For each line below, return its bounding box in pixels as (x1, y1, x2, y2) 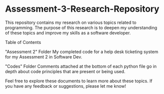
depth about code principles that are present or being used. (5, 68, 126, 74)
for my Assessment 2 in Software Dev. (5, 54, 82, 59)
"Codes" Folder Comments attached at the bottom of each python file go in (5, 63, 157, 69)
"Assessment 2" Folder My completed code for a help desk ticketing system (5, 49, 158, 55)
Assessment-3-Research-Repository (5, 3, 160, 15)
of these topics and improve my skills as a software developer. (5, 30, 131, 36)
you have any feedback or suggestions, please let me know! (5, 83, 126, 89)
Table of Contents (5, 39, 42, 45)
